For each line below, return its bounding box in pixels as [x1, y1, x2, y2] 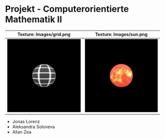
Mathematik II [5, 14, 62, 25]
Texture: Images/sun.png [95, 31, 148, 37]
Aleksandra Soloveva [12, 124, 55, 130]
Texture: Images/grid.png [17, 31, 71, 37]
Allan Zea [12, 129, 32, 135]
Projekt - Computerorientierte [5, 3, 129, 15]
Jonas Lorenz [12, 118, 40, 124]
